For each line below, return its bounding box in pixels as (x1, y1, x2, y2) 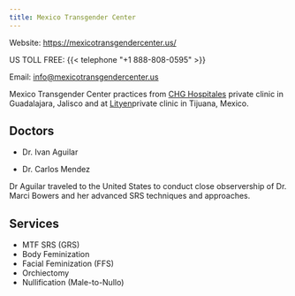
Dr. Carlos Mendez (21, 164, 91, 175)
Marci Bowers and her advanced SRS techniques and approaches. (9, 191, 251, 201)
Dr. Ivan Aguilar (21, 147, 79, 157)
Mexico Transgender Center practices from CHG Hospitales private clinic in (9, 88, 284, 99)
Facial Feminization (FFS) (21, 258, 115, 269)
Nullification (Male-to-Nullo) (21, 277, 125, 288)
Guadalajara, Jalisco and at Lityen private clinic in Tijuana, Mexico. (9, 98, 249, 109)
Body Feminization (21, 249, 90, 260)
